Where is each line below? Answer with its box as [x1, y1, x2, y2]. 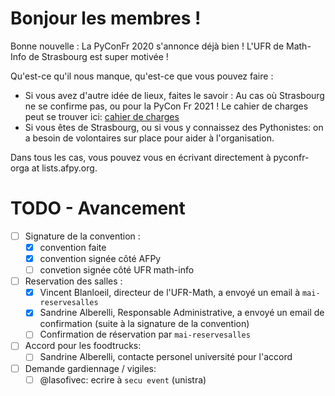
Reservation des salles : [24, 275, 123, 287]
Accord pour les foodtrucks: [24, 340, 142, 352]
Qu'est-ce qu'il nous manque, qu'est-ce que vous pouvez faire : [10, 70, 274, 82]
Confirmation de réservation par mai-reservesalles [39, 328, 251, 341]
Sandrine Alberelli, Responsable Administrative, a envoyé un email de [39, 307, 325, 319]
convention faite [39, 241, 107, 253]
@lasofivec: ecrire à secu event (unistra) [39, 373, 207, 386]
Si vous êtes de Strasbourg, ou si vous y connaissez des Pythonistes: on [24, 121, 324, 133]
